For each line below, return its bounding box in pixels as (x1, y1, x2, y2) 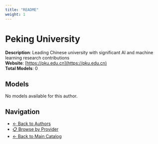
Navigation (5, 107, 40, 116)
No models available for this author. (5, 93, 78, 99)
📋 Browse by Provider (12, 126, 59, 132)
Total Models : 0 (5, 66, 38, 72)
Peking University (5, 33, 80, 45)
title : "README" (5, 7, 39, 12)
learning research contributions (5, 55, 70, 61)
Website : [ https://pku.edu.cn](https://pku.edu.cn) (5, 60, 107, 66)
